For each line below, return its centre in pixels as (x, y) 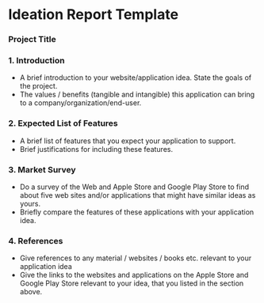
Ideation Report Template (94, 15)
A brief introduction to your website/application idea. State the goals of (136, 78)
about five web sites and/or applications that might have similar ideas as (138, 195)
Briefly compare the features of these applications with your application (137, 212)
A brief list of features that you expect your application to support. (128, 141)
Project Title (33, 40)
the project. (38, 86)
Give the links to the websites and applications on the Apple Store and (134, 275)
